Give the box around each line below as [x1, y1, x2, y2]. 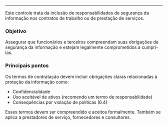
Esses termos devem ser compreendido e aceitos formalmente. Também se [5, 108, 161, 115]
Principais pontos [5, 62, 49, 69]
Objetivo [5, 27, 26, 34]
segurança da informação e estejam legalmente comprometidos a [5, 44, 141, 50]
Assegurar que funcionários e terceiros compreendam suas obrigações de [5, 39, 159, 45]
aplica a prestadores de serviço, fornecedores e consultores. [5, 114, 131, 120]
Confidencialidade [12, 88, 50, 94]
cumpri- [141, 44, 158, 50]
